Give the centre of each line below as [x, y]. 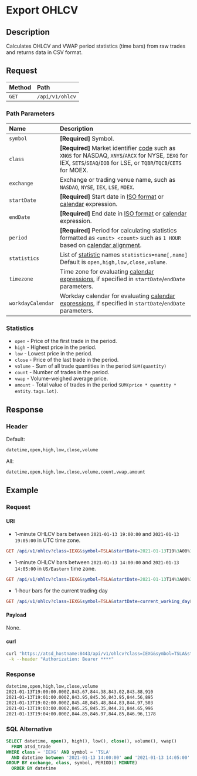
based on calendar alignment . [101, 245]
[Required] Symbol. [87, 139]
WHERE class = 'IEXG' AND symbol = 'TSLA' [59, 752]
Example [22, 490]
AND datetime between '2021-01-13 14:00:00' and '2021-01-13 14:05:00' [101, 757]
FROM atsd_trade [31, 747]
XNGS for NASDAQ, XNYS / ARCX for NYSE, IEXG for [124, 155]
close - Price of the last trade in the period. [67, 360]
